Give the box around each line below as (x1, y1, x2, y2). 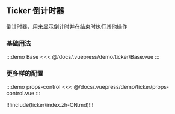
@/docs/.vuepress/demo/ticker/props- (73, 83, 170, 91)
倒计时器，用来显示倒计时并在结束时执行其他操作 (6, 23, 127, 30)
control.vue (6, 89, 35, 97)
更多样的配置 (6, 70, 44, 78)
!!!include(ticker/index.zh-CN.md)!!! (6, 101, 94, 109)
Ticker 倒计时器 (6, 5, 64, 16)
